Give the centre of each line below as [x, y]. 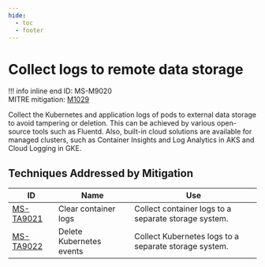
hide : [17, 15]
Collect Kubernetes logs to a [186, 236]
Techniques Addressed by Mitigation [101, 173]
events [71, 251]
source [20, 132]
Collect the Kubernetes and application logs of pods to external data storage [132, 115]
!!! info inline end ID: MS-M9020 [60, 91]
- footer [30, 30]
